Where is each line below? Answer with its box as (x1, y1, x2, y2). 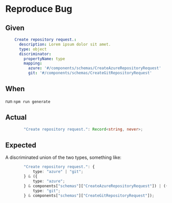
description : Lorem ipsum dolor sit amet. (18, 42, 111, 47)
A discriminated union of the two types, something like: (5, 154, 122, 160)
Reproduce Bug (5, 3, 73, 15)
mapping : (24, 61, 42, 66)
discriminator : (18, 51, 52, 56)
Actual (5, 113, 27, 122)
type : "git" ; (32, 188, 60, 193)
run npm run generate (5, 98, 51, 104)
